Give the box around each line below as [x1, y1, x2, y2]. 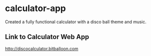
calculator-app [5, 3, 66, 14]
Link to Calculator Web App [5, 33, 90, 41]
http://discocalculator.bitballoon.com [5, 45, 78, 51]
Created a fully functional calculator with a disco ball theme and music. [5, 19, 147, 25]
